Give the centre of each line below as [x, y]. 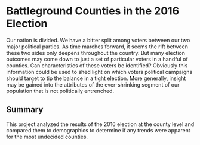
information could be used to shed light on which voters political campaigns [99, 72]
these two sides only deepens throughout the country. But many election [96, 53]
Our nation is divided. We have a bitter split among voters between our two [98, 40]
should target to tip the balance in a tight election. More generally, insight [96, 78]
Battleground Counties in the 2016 [93, 11]
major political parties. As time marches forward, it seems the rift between [97, 47]
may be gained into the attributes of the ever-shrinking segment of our [93, 84]
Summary [25, 109]
